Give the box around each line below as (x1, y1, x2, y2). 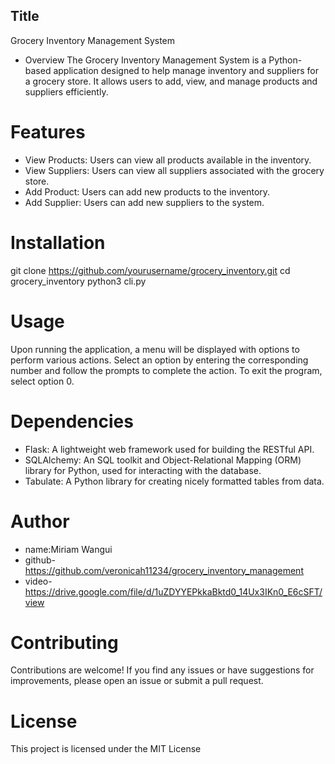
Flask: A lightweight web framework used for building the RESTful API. (24, 443, 315, 455)
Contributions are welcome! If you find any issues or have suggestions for (10, 664, 315, 676)
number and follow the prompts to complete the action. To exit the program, (10, 364, 323, 376)
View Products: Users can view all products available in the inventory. (24, 154, 312, 166)
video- (24, 575, 53, 587)
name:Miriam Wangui (24, 543, 113, 555)
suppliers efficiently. (24, 85, 109, 98)
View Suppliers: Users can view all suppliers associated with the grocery (24, 164, 325, 176)
